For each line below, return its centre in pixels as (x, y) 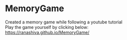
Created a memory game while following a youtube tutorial (64, 22)
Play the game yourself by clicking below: (47, 27)
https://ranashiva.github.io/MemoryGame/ (47, 32)
